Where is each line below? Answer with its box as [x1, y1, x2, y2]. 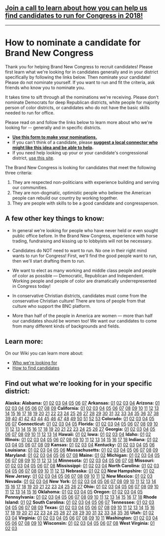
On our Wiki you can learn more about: [5, 350, 83, 356]
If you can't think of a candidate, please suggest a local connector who [12, 139, 158, 145]
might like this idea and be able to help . [12, 145, 94, 150]
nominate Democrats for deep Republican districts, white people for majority [5, 99, 160, 105]
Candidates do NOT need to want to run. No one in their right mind [12, 247, 147, 253]
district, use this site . [12, 155, 55, 161]
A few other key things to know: [5, 214, 105, 223]
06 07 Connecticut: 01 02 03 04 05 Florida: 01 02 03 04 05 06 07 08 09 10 [5, 421, 158, 427]
